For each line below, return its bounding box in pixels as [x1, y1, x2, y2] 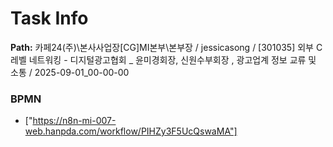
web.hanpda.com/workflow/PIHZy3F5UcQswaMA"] [24, 125, 238, 137]
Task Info [10, 7, 89, 30]
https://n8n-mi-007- [32, 115, 117, 127]
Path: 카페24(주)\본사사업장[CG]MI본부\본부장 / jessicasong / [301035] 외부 [10, 41, 314, 53]
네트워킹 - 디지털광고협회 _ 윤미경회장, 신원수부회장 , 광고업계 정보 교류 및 [28, 53, 317, 66]
